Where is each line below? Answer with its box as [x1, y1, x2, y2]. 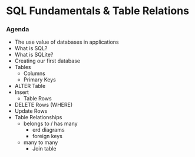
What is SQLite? [14, 51, 54, 58]
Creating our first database [14, 57, 81, 64]
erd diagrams [32, 126, 65, 133]
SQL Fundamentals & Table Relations [6, 4, 190, 18]
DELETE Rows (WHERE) [14, 102, 73, 109]
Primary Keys [23, 76, 56, 83]
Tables [14, 64, 31, 71]
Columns [23, 70, 45, 77]
